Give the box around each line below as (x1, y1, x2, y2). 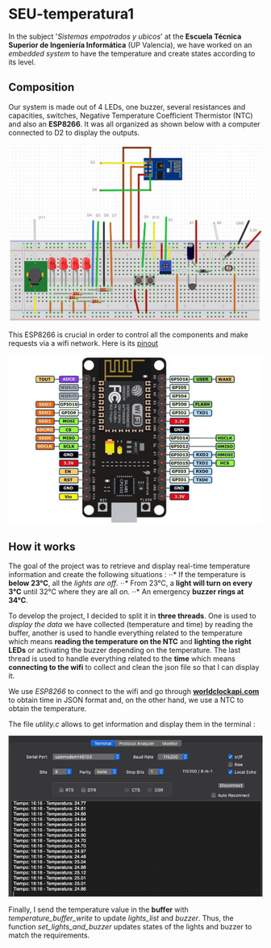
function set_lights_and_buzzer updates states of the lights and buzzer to (8, 922, 252, 932)
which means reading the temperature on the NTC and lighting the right (8, 637, 252, 647)
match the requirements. (8, 930, 90, 940)
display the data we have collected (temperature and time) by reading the (8, 620, 253, 630)
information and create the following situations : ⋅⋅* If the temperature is (8, 570, 246, 580)
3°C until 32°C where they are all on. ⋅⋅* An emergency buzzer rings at (8, 587, 244, 597)
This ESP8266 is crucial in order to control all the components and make (8, 330, 248, 339)
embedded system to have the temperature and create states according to (8, 48, 256, 58)
